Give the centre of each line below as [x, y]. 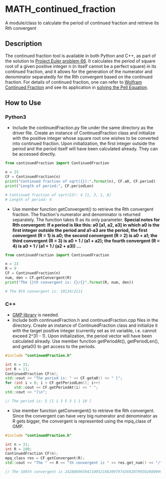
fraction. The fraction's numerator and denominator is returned [76, 214]
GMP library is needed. [36, 315]
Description [23, 44]
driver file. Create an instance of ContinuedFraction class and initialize [84, 133]
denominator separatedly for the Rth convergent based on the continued [79, 77]
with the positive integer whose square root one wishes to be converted [85, 138]
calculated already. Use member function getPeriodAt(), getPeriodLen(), [85, 341]
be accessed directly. [34, 154]
